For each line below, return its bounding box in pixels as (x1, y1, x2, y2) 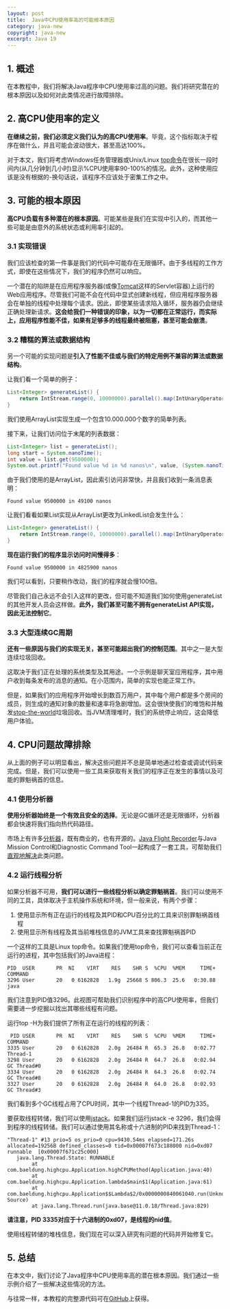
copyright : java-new (7, 29, 66, 36)
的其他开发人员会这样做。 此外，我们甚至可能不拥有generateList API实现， (7, 600, 218, 608)
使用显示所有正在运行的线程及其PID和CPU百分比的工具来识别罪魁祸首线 (16, 911, 220, 919)
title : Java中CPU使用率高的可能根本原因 (7, 16, 115, 23)
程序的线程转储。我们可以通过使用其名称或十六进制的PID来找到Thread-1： (12, 1122, 222, 1130)
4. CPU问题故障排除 (7, 739, 91, 751)
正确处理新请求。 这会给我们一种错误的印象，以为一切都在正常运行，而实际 (7, 307, 217, 316)
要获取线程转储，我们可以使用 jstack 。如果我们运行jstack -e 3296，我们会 (7, 1114, 215, 1122)
